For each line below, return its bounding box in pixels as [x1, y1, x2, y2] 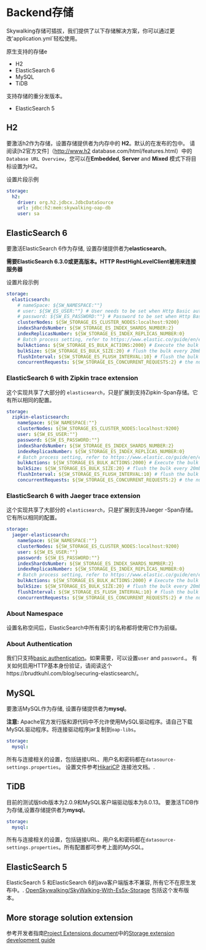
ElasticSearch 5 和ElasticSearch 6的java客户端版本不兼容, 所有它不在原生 [6, 879, 191, 886]
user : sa [17, 211, 40, 217]
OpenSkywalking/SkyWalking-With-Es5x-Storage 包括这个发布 [25, 887, 184, 894]
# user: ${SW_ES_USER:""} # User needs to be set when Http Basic [17, 308, 191, 314]
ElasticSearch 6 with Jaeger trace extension [6, 491, 141, 500]
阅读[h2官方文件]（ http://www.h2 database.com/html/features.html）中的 [6, 147, 193, 154]
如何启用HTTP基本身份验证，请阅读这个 [11, 662, 112, 669]
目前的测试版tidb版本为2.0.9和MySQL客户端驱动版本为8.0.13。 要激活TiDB [6, 798, 194, 806]
